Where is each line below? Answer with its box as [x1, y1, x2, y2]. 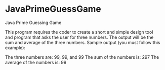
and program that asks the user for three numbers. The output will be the [5, 34, 154, 40]
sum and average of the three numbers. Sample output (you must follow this [5, 39, 161, 45]
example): [5, 45, 26, 50]
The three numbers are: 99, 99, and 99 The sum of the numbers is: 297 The [5, 54, 159, 60]
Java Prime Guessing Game [5, 20, 62, 25]
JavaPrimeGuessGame [5, 3, 101, 15]
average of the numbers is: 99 [5, 59, 67, 65]
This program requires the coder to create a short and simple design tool [5, 29, 153, 35]
